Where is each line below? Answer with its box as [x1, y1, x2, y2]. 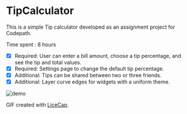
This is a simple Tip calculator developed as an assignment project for [6, 23, 175, 30]
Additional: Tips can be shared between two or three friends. [14, 72, 162, 79]
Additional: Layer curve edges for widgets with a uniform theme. [14, 78, 170, 85]
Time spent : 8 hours [6, 41, 56, 48]
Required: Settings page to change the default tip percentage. [14, 65, 164, 72]
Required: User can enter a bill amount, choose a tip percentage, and [14, 52, 182, 59]
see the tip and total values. [14, 59, 82, 65]
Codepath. [6, 29, 32, 36]
